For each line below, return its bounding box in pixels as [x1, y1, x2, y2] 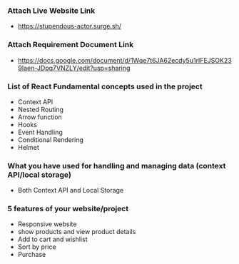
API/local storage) [7, 170, 71, 180]
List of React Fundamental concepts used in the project [7, 81, 203, 91]
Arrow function [17, 113, 62, 121]
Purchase [17, 250, 46, 259]
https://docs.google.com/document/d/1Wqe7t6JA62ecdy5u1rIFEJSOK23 [17, 56, 232, 64]
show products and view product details [17, 228, 136, 236]
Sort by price [17, 243, 56, 251]
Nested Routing [17, 105, 64, 113]
